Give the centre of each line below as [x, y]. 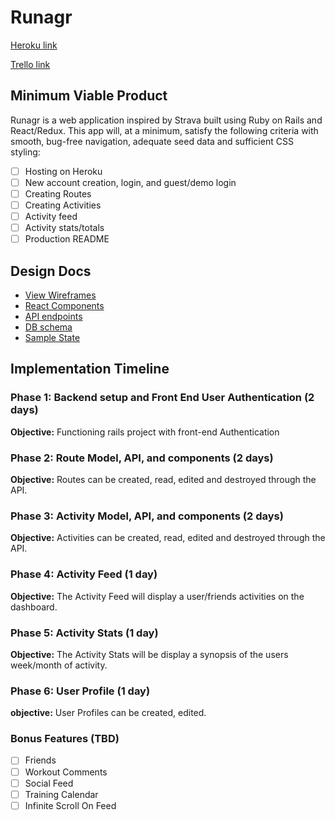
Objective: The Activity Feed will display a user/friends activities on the [157, 596]
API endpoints [53, 316]
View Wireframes [60, 295]
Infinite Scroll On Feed [70, 805]
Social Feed [49, 783]
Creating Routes [58, 193]
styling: [25, 152]
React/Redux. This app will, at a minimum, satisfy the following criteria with [164, 130]
